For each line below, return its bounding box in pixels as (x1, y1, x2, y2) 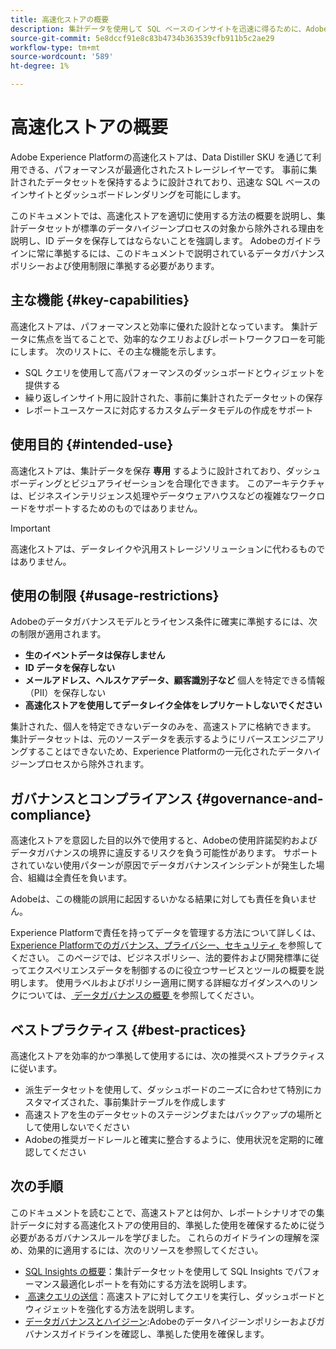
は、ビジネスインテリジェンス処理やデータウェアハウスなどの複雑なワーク (10, 489, 317, 501)
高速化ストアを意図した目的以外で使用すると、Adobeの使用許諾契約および (10, 834, 318, 846)
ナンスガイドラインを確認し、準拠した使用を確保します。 (33, 1327, 270, 1340)
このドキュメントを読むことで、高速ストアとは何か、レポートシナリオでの (10, 1206, 317, 1218)
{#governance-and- (195, 790, 324, 807)
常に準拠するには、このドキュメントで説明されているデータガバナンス (36, 247, 326, 259)
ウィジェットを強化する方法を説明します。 (24, 1302, 200, 1315)
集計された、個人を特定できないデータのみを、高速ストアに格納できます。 (10, 721, 317, 733)
